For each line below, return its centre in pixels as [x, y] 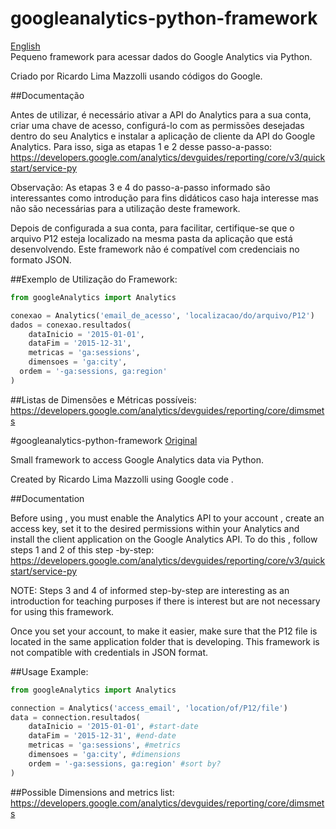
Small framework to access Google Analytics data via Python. [137, 459]
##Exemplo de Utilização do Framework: [94, 279]
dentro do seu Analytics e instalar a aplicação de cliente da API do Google [163, 136]
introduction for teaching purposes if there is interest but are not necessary [165, 601]
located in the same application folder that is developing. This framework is [165, 641]
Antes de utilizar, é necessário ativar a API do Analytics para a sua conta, [161, 114]
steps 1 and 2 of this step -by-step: [82, 549]
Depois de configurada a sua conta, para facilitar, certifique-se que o [152, 228]
